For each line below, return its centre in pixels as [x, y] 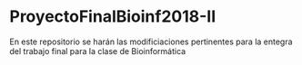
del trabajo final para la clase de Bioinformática [98, 51]
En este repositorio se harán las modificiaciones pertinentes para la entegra [151, 42]
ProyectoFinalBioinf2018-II [113, 17]
